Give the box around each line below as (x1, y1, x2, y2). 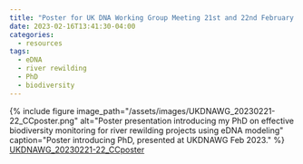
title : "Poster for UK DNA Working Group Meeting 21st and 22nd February (9, 13, 295, 23)
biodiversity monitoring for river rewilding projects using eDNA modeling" (9, 124, 284, 136)
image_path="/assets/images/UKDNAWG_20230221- (76, 105, 276, 116)
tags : (9, 47, 30, 56)
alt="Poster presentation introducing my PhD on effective (80, 115, 295, 126)
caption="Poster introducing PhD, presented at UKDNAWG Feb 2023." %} (9, 134, 286, 145)
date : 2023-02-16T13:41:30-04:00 (9, 22, 136, 31)
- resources (17, 38, 64, 48)
